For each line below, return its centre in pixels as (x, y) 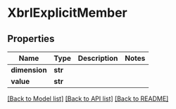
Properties (31, 39)
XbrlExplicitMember (68, 13)
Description (98, 58)
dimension (29, 70)
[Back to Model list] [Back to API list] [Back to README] (88, 99)
